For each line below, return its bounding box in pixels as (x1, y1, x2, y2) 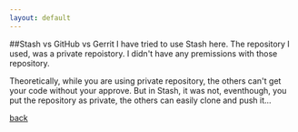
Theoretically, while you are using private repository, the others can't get (9, 75, 282, 86)
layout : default (9, 13, 71, 23)
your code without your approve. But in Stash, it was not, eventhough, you (9, 85, 287, 96)
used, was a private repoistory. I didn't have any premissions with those (9, 47, 278, 59)
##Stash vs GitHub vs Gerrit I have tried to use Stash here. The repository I (9, 38, 291, 49)
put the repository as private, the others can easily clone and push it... (9, 95, 272, 106)
